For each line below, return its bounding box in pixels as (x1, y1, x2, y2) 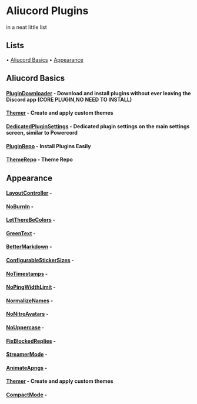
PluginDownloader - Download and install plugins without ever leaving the (6, 89, 191, 96)
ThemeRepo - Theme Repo (6, 156, 74, 163)
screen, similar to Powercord (6, 129, 78, 136)
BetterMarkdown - (6, 243, 52, 251)
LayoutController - (6, 189, 52, 196)
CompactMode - (6, 391, 47, 398)
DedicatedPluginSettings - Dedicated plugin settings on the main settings (6, 122, 190, 130)
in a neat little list (6, 24, 47, 31)
